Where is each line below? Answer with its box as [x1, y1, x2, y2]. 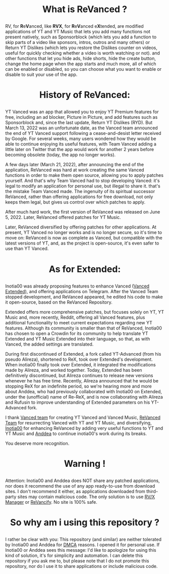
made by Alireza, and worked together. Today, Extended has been [5, 367, 142, 373]
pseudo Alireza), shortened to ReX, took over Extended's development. [5, 356, 153, 362]
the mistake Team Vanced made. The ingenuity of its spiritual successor [5, 188, 155, 195]
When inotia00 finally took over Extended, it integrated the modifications [5, 361, 156, 367]
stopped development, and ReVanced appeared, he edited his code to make [5, 294, 163, 300]
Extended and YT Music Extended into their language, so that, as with [5, 336, 150, 342]
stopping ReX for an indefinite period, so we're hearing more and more [5, 383, 152, 389]
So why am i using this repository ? [10, 516, 160, 528]
